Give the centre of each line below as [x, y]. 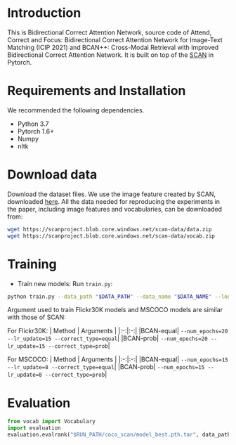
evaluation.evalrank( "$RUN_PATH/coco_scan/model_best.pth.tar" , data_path [119, 435]
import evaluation [34, 428]
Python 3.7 [33, 124]
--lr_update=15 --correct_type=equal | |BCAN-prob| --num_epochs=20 [108, 338]
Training [32, 264]
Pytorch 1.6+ [36, 131]
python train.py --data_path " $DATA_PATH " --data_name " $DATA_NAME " [110, 297]
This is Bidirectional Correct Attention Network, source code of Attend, [110, 32]
